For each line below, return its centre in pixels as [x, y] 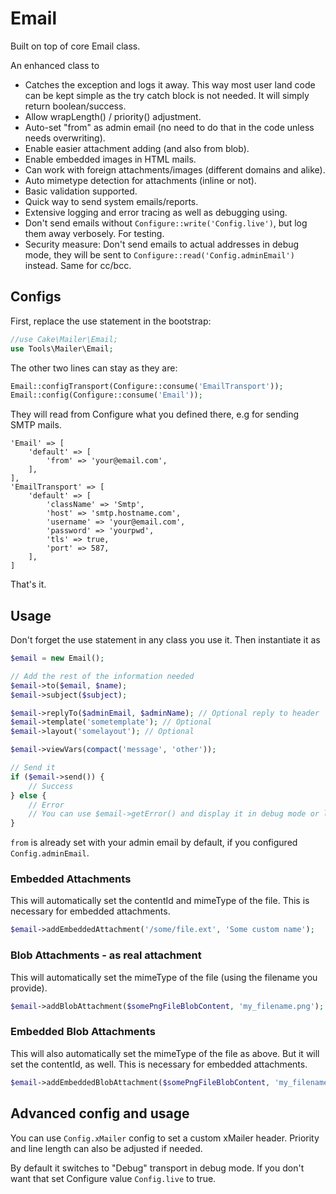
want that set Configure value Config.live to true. [113, 1178]
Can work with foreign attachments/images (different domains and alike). [175, 169]
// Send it [33, 768]
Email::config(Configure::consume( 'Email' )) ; [106, 395]
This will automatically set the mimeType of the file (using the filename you [164, 977]
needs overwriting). [65, 138]
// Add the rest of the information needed [102, 676]
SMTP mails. [36, 425]
